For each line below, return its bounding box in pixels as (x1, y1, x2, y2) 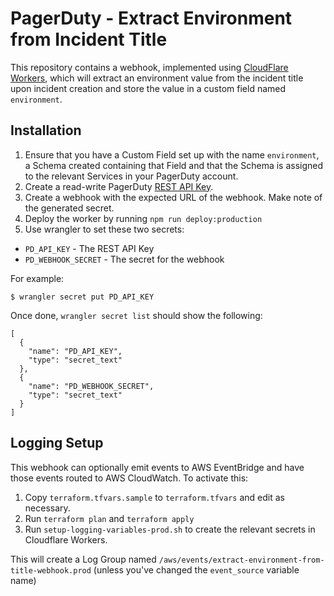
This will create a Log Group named (10, 553, 157, 565)
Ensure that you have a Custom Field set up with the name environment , (24, 148, 320, 161)
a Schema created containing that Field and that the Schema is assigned (24, 159, 324, 171)
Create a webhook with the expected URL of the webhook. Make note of (24, 191, 323, 203)
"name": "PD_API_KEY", (28, 346, 123, 356)
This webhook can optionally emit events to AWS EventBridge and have (10, 461, 305, 473)
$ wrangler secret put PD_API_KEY (10, 292, 155, 302)
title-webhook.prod (10, 565, 92, 576)
